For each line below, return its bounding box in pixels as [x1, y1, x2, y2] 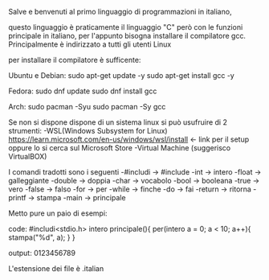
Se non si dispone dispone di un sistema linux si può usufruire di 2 [8, 117, 227, 127]
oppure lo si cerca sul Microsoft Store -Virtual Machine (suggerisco [8, 143, 231, 152]
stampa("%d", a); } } [8, 233, 76, 242]
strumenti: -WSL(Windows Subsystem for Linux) [8, 126, 168, 135]
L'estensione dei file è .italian [8, 264, 104, 273]
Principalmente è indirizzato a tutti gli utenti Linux [8, 39, 172, 49]
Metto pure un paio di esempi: [8, 208, 108, 218]
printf [8, 193, 26, 202]
